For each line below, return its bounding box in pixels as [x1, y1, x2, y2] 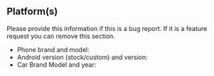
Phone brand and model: [16, 45, 90, 53]
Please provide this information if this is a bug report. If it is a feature [6, 24, 208, 32]
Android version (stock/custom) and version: [16, 53, 149, 61]
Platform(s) [6, 6, 58, 18]
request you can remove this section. [6, 32, 115, 40]
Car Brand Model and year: [16, 60, 97, 69]
